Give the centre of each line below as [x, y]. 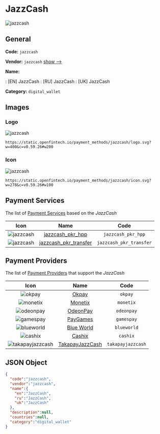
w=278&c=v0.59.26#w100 [29, 185]
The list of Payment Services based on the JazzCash [61, 213]
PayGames [80, 319]
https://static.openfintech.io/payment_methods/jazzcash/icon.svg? [78, 180]
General [18, 39]
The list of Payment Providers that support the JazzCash [65, 273]
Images [17, 107]
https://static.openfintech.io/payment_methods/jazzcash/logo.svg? [78, 142]
